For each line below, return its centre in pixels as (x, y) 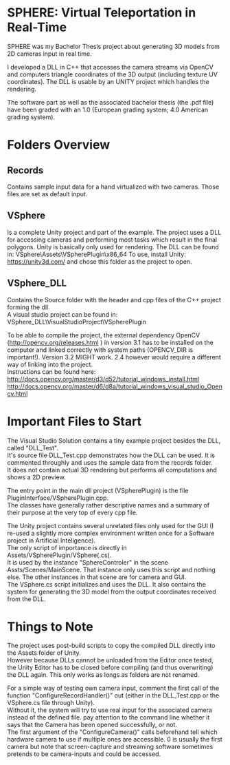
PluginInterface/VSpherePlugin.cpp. (58, 498)
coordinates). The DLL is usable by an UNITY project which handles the (108, 81)
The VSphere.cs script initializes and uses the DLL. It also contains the (106, 584)
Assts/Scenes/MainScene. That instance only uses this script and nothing (112, 569)
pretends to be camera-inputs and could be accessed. (84, 754)
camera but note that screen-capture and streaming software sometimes (110, 747)
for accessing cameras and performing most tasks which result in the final (112, 240)
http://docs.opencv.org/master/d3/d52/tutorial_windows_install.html (103, 379)
